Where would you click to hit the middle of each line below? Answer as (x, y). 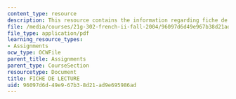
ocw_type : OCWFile (34, 53)
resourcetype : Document (42, 72)
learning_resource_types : (45, 40)
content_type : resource (42, 14)
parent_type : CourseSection (48, 66)
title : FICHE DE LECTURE (44, 78)
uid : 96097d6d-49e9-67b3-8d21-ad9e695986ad (72, 85)
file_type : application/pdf (48, 33)
